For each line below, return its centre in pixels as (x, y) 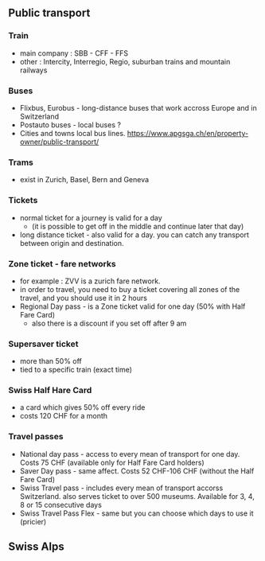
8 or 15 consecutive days (60, 505)
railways (33, 70)
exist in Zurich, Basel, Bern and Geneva (84, 180)
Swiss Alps (37, 547)
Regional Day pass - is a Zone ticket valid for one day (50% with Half (132, 306)
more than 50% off (51, 361)
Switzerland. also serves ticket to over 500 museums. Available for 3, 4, (137, 496)
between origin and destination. (72, 243)
